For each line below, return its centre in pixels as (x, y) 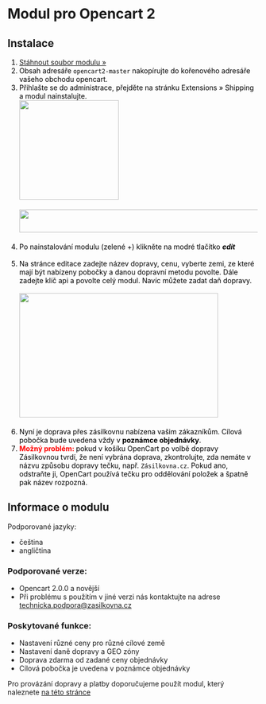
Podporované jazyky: (42, 527)
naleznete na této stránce (49, 692)
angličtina (35, 550)
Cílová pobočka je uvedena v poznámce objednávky (104, 668)
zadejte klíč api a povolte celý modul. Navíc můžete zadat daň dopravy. (135, 280)
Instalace (31, 43)
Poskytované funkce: (50, 626)
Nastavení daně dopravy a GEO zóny (79, 651)
